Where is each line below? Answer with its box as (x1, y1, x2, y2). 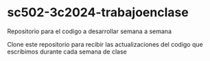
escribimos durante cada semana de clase (7, 47, 127, 56)
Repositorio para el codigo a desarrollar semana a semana (7, 27, 172, 35)
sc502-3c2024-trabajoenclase (7, 5, 189, 20)
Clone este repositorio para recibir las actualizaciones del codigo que (7, 40, 204, 48)
